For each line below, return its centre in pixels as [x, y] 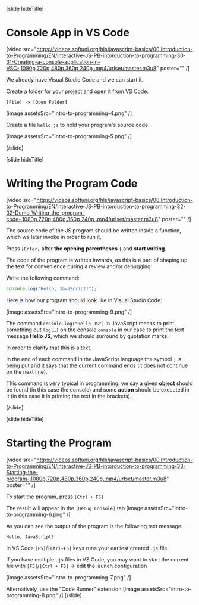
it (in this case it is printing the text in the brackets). [69, 396]
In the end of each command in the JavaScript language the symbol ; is [94, 359]
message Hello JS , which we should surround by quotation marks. [88, 336]
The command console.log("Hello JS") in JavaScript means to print [90, 323]
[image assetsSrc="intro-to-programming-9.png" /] [69, 312]
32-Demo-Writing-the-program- [45, 212]
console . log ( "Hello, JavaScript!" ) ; [51, 288]
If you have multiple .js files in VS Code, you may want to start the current [97, 559]
